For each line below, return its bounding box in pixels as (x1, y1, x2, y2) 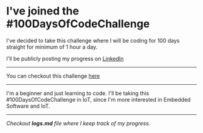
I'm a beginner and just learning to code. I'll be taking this (6, 89, 149, 97)
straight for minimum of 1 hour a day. (6, 43, 98, 51)
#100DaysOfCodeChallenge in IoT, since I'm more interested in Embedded (6, 96, 191, 103)
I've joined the (6, 4, 80, 18)
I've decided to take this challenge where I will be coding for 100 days (6, 37, 180, 44)
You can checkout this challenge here (6, 72, 100, 79)
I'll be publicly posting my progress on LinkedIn (6, 55, 124, 62)
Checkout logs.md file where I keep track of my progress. (6, 119, 150, 127)
